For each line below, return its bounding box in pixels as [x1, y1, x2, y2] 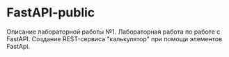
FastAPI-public [6, 5, 95, 21]
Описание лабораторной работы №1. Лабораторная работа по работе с [6, 27, 221, 36]
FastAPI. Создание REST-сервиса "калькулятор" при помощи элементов [6, 34, 223, 43]
